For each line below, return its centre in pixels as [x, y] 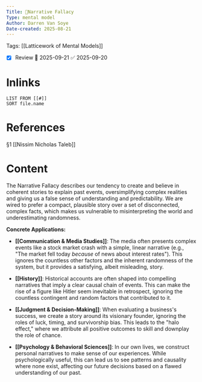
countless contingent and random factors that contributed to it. [93, 298]
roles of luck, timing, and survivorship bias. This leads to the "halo [97, 322]
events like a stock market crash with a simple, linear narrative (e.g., [99, 248]
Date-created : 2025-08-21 [39, 29]
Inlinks [23, 83]
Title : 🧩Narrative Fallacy [40, 12]
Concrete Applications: [36, 230]
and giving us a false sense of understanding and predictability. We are [95, 199]
